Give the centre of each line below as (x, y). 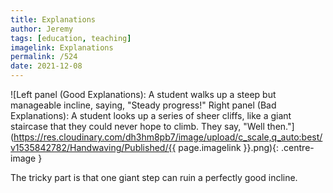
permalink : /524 (44, 57)
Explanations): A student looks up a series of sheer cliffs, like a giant (151, 115)
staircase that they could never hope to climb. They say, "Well (137, 126)
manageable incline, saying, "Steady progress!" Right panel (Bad (143, 105)
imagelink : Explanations (62, 47)
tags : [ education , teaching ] (71, 38)
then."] (280, 126)
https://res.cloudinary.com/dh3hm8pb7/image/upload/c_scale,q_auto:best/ (168, 137)
